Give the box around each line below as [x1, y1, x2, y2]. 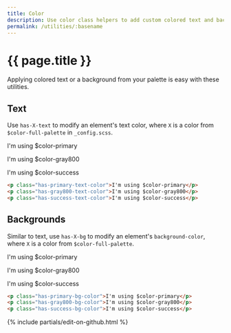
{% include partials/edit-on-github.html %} [7, 318, 129, 326]
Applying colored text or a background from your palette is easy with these [7, 75, 220, 83]
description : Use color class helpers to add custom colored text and [7, 17, 214, 23]
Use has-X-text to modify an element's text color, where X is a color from [7, 121, 214, 130]
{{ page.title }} [7, 52, 92, 68]
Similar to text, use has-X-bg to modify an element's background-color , [7, 232, 206, 240]
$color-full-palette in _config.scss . [7, 128, 113, 137]
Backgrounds [7, 214, 66, 225]
